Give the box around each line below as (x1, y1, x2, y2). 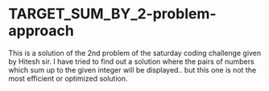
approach (8, 22, 74, 40)
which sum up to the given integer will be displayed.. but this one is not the (8, 65, 257, 74)
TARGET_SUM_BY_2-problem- (8, 5, 217, 23)
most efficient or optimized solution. (8, 73, 128, 83)
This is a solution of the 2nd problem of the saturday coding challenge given (8, 48, 262, 57)
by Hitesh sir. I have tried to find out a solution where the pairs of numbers (8, 57, 255, 66)
